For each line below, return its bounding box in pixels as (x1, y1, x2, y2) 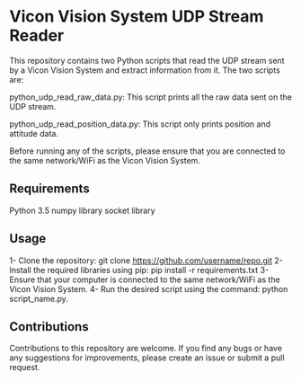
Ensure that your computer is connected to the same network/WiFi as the (9, 274, 280, 285)
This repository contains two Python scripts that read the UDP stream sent (9, 55, 285, 66)
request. (9, 362, 40, 373)
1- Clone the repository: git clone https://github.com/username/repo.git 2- (9, 254, 283, 266)
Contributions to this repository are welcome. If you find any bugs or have (9, 343, 283, 354)
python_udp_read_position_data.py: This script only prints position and (9, 119, 271, 129)
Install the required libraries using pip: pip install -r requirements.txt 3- (9, 264, 270, 275)
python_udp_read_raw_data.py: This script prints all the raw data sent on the (9, 92, 292, 102)
